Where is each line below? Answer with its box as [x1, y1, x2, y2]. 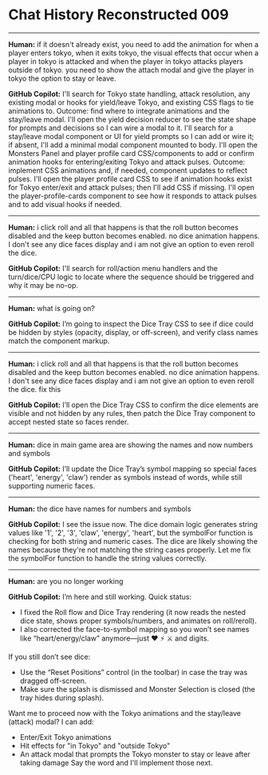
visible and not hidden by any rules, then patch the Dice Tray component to [8, 408, 256, 417]
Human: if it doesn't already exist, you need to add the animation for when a [8, 39, 259, 49]
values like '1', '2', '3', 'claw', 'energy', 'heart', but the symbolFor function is [8, 528, 254, 537]
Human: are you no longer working [8, 576, 124, 585]
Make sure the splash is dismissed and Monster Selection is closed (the [19, 684, 255, 693]
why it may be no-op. [8, 280, 78, 290]
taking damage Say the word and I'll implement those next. [19, 757, 213, 767]
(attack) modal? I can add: [8, 717, 94, 726]
